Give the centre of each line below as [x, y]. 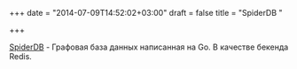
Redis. [21, 56]
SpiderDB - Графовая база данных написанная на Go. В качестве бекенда [149, 47]
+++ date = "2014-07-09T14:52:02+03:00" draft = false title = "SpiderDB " [146, 13]
